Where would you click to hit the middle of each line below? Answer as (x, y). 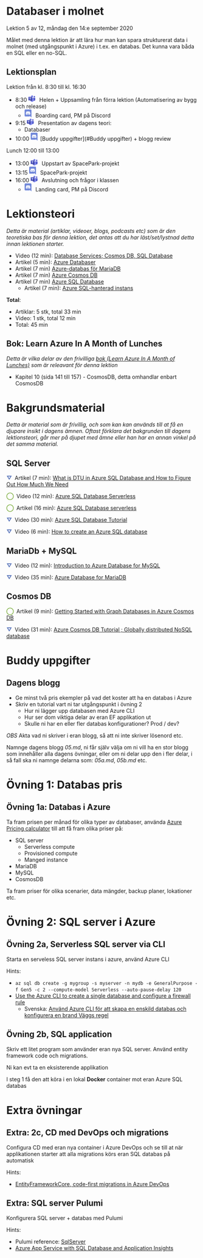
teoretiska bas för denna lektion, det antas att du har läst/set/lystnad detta (100, 237)
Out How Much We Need (37, 484)
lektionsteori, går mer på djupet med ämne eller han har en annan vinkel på (101, 438)
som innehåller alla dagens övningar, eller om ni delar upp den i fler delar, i (99, 754)
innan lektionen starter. (35, 244)
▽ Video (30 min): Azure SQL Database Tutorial (67, 520)
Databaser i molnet (55, 11)
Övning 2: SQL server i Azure (81, 922)
